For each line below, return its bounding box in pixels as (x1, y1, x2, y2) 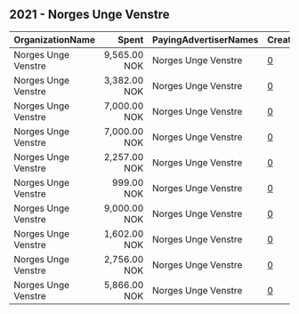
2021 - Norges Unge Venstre (9, 7, 171, 22)
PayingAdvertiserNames (152, 33, 259, 45)
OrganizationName (13, 33, 96, 45)
